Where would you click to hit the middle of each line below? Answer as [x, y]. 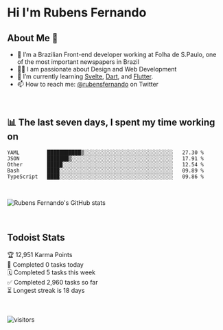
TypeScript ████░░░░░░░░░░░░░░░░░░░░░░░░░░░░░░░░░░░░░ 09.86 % [106, 177]
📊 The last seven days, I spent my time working [111, 123]
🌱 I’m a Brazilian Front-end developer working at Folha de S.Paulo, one [117, 54]
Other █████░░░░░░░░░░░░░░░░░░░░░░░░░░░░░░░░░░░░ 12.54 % [106, 164]
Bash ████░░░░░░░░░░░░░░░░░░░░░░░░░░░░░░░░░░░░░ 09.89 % [106, 170]
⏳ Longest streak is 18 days [46, 290]
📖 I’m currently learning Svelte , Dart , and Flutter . [85, 76]
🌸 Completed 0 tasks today [45, 264]
